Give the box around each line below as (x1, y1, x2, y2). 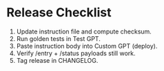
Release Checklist (6, 5, 112, 20)
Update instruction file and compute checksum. (16, 27, 152, 35)
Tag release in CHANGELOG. (16, 56, 99, 64)
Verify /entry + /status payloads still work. (16, 49, 136, 57)
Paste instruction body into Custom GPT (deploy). (16, 42, 158, 50)
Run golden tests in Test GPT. (16, 34, 101, 42)
